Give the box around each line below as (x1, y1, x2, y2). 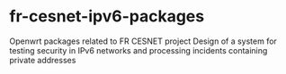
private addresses (9, 54, 76, 65)
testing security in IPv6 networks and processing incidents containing (9, 45, 268, 55)
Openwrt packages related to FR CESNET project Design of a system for (9, 36, 277, 46)
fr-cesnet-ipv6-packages (9, 6, 205, 27)
